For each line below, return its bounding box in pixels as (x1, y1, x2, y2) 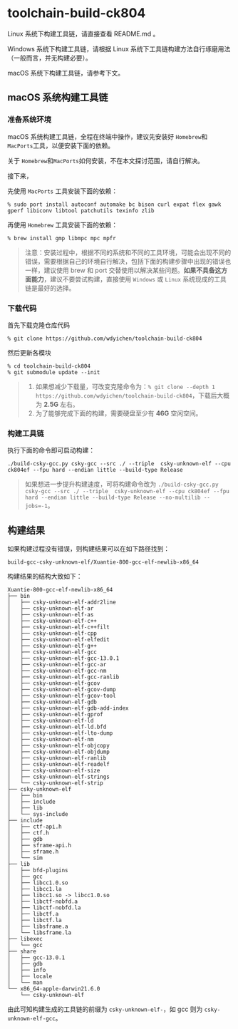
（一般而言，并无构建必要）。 (7, 53, 92, 62)
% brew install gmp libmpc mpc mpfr (7, 234, 116, 242)
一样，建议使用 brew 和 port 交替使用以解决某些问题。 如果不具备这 (24, 266, 222, 274)
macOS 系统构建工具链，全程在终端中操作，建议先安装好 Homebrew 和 (7, 132, 208, 140)
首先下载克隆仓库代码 (7, 321, 70, 329)
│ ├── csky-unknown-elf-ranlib (7, 755, 107, 762)
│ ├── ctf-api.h (7, 823, 62, 831)
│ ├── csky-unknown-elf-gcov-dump (7, 686, 116, 693)
